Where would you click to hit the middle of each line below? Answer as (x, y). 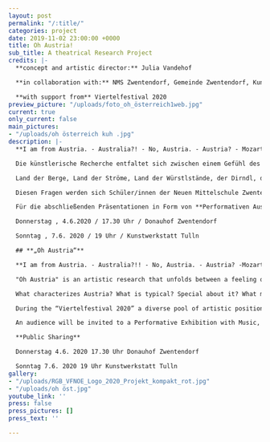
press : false (30, 403)
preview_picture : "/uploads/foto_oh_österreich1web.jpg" (106, 104)
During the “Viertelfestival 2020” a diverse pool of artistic (123, 308)
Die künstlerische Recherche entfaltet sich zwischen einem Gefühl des (138, 164)
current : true (32, 112)
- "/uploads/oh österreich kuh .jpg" (72, 134)
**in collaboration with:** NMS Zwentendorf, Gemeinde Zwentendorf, (133, 82)
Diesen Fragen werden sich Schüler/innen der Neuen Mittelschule (127, 193)
